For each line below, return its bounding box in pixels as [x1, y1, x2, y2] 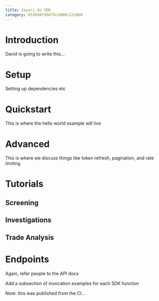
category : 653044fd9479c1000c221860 [5, 12, 83, 17]
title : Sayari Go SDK [5, 7, 51, 13]
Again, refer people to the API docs [5, 270, 79, 277]
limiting [5, 160, 21, 167]
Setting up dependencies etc [5, 86, 66, 92]
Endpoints [5, 253, 49, 265]
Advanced [5, 138, 50, 150]
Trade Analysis [5, 233, 54, 242]
